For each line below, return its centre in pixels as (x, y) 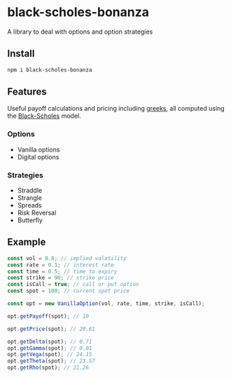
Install (21, 54)
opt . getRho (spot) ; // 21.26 (48, 368)
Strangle (29, 198)
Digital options (38, 157)
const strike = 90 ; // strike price (61, 278)
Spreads (29, 205)
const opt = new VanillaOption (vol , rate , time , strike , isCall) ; (106, 304)
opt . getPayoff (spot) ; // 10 (48, 316)
